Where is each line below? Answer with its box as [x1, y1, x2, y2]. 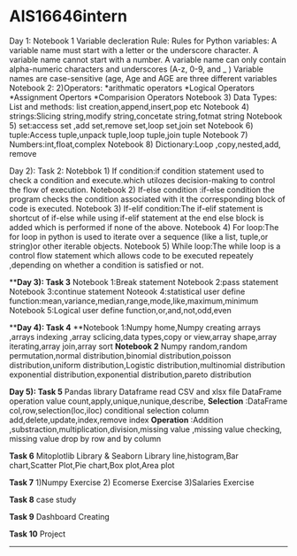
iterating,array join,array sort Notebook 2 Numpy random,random [9, 341, 247, 351]
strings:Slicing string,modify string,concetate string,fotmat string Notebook [9, 111, 283, 121]
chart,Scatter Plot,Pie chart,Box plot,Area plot [9, 459, 175, 470]
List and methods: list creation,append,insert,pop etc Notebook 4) [9, 101, 250, 112]
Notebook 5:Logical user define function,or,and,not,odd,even [9, 305, 232, 315]
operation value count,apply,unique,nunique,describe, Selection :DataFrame [9, 396, 288, 406]
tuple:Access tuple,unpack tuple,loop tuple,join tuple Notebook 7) [9, 129, 248, 140]
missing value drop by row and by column [9, 433, 162, 444]
